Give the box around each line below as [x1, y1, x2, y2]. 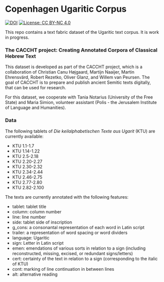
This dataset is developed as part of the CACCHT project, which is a [5, 64, 143, 70]
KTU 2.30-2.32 [12, 163, 43, 170]
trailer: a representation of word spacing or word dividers [12, 230, 128, 235]
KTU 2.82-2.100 [12, 184, 44, 190]
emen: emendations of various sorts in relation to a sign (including [12, 245, 146, 251]
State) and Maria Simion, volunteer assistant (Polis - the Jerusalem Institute [5, 100, 157, 105]
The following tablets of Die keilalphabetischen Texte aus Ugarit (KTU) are [5, 128, 156, 134]
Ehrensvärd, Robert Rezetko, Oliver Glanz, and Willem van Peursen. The [5, 75, 150, 80]
